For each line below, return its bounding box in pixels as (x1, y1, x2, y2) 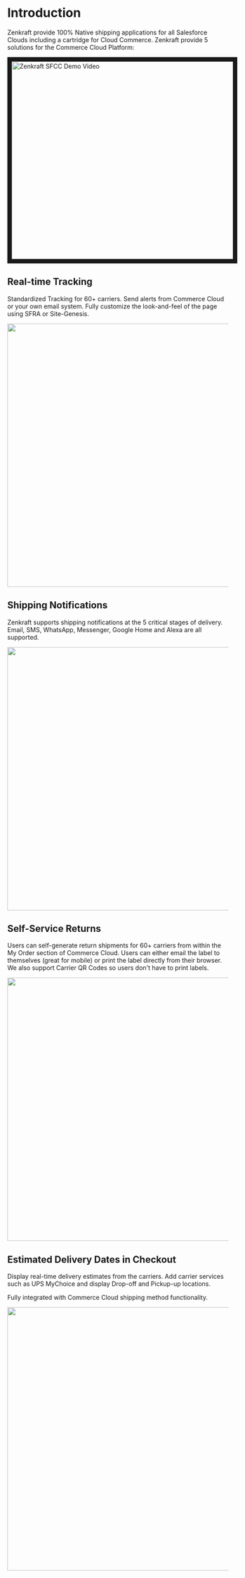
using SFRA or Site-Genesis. (7, 309, 89, 317)
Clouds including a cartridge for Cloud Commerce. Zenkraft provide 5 (7, 35, 208, 44)
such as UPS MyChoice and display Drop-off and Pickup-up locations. (7, 1280, 211, 1288)
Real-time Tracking (7, 276, 93, 288)
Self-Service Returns (7, 922, 102, 935)
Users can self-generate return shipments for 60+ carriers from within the (7, 941, 221, 949)
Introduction (7, 5, 81, 21)
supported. (7, 633, 39, 641)
